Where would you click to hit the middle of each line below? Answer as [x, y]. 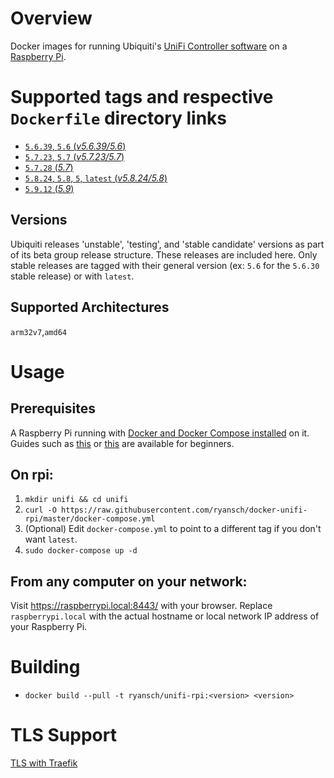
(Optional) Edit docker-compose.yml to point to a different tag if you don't [173, 529]
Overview [51, 18]
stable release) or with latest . [72, 276]
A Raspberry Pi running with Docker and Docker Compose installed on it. [160, 433]
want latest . [51, 539]
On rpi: [32, 474]
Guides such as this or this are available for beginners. [122, 443]
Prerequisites [53, 408]
